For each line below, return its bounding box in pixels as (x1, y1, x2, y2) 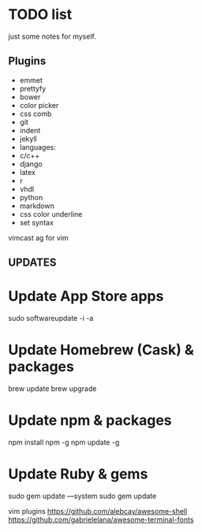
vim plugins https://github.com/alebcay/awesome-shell (8, 506, 188, 515)
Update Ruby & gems (8, 465, 148, 483)
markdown (19, 201, 55, 210)
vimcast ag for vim (8, 233, 69, 242)
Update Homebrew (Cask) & (8, 341, 195, 359)
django (19, 159, 43, 169)
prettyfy (19, 84, 47, 93)
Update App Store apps (8, 288, 164, 305)
